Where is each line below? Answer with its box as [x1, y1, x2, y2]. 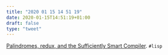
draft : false [6, 20, 39, 26]
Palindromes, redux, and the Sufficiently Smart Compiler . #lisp [6, 42, 163, 50]
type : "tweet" [6, 25, 42, 32]
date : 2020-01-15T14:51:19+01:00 [6, 15, 91, 21]
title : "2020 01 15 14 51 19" [6, 8, 83, 15]
